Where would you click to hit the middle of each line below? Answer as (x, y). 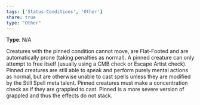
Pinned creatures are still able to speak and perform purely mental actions (97, 70)
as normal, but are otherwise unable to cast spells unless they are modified (99, 77)
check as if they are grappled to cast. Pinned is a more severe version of (95, 89)
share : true (21, 17)
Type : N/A (19, 40)
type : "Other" (24, 23)
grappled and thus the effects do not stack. (59, 95)
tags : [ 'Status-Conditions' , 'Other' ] (54, 12)
